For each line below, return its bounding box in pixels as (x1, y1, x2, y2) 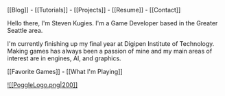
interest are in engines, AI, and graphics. (7, 54, 121, 62)
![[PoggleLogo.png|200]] (7, 81, 78, 88)
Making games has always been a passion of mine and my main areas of (7, 47, 213, 55)
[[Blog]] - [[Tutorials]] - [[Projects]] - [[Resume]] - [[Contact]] (7, 6, 181, 14)
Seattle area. (7, 27, 43, 34)
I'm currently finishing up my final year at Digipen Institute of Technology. (7, 40, 215, 47)
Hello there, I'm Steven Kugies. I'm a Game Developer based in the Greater (7, 19, 218, 27)
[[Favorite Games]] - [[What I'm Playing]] (7, 68, 123, 75)
